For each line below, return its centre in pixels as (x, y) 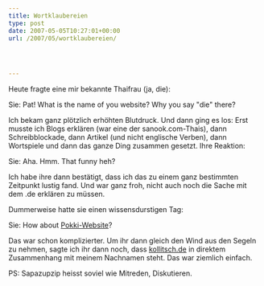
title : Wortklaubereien (48, 16)
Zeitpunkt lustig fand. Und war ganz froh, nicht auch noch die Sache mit (128, 186)
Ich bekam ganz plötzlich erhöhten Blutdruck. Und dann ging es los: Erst (128, 121)
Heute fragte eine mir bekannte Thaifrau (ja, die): (89, 89)
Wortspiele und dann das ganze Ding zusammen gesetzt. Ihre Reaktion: (127, 146)
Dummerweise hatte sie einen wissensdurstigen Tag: (96, 210)
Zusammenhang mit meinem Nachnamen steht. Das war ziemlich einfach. (130, 258)
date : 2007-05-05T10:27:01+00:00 (64, 31)
